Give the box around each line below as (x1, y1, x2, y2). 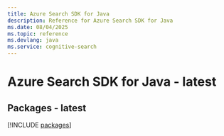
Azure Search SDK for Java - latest (7, 74, 217, 90)
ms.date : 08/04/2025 (7, 23, 69, 30)
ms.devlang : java (7, 37, 59, 44)
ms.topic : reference (7, 30, 69, 38)
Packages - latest (7, 102, 87, 114)
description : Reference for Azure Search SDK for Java (7, 17, 174, 24)
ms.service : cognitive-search (7, 43, 97, 50)
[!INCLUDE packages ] (7, 121, 72, 129)
